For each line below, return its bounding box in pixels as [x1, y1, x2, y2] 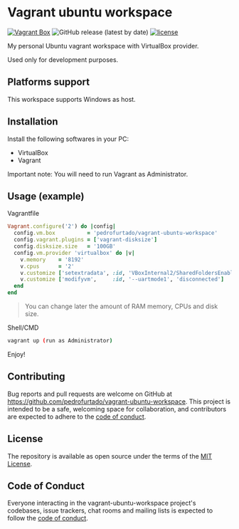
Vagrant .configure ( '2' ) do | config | [7, 223, 116, 230]
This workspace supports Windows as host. [7, 95, 137, 103]
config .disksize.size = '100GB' [14, 243, 116, 250]
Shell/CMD [7, 323, 39, 332]
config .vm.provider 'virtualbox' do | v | [14, 249, 135, 256]
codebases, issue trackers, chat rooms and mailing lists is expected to [7, 506, 213, 515]
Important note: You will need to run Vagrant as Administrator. [7, 169, 188, 178]
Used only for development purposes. [7, 55, 119, 64]
